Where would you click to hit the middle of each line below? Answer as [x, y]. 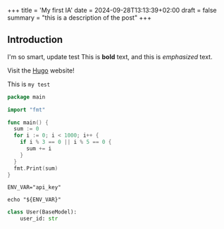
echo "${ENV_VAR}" [34, 200]
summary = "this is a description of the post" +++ [79, 18]
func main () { [28, 123]
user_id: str [39, 219]
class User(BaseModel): [42, 212]
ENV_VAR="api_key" [34, 187]
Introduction [35, 40]
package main [26, 97]
